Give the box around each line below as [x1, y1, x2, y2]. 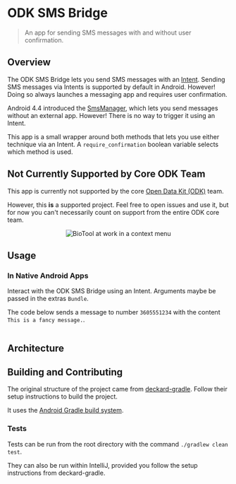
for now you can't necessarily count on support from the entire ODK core [7, 208, 220, 216]
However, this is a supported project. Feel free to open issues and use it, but [7, 200, 229, 209]
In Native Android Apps [7, 271, 89, 281]
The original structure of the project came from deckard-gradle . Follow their [7, 385, 228, 394]
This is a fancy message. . [7, 316, 85, 324]
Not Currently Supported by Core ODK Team [7, 168, 206, 180]
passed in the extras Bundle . [7, 295, 89, 303]
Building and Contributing [7, 366, 123, 379]
